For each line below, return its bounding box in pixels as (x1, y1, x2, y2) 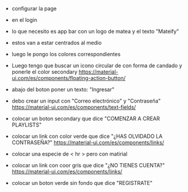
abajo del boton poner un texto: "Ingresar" (11, 86, 115, 93)
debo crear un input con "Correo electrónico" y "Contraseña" (11, 97, 161, 104)
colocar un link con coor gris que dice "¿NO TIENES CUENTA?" (11, 162, 165, 168)
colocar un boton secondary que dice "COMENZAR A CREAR (11, 115, 160, 122)
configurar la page (11, 5, 57, 12)
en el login (11, 16, 37, 23)
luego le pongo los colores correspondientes (11, 51, 121, 58)
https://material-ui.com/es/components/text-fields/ (11, 104, 136, 111)
